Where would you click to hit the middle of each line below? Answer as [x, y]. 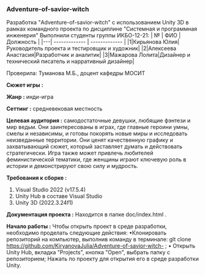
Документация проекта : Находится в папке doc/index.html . [87, 215]
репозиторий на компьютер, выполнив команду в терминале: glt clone [99, 240]
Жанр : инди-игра [30, 97]
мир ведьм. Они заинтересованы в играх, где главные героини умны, [98, 127]
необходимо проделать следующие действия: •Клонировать [87, 233]
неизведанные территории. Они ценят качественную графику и [90, 140]
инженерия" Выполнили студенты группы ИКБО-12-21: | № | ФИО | [94, 35]
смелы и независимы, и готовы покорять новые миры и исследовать [97, 134]
